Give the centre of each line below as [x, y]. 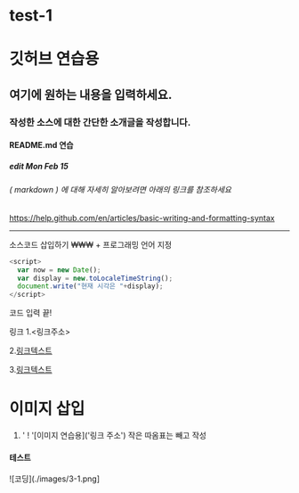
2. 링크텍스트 [31, 351]
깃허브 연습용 [54, 59]
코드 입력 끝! [31, 313]
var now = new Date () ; [59, 270]
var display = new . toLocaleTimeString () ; [95, 278]
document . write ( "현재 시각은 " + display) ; [90, 286]
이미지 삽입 [47, 409]
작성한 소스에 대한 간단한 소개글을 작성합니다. [100, 122]
